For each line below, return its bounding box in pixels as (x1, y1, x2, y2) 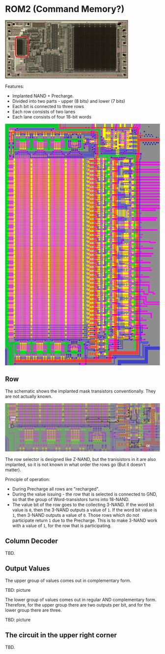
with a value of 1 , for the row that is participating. (12, 523, 112, 529)
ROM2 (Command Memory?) (5, 3, 125, 15)
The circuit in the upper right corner (5, 631, 117, 640)
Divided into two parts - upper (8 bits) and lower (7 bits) (12, 98, 125, 104)
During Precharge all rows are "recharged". (12, 486, 100, 492)
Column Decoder (5, 537, 58, 545)
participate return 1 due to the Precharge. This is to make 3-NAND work (12, 517, 158, 524)
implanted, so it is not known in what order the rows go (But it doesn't (5, 462, 146, 467)
